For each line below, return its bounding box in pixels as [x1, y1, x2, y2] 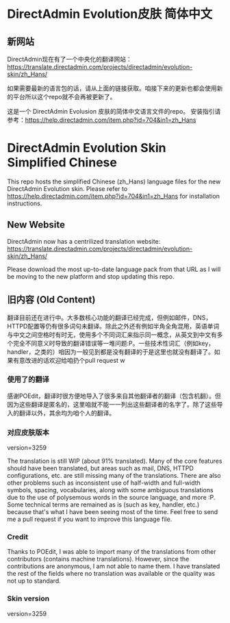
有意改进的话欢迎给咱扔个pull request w [12, 356, 125, 364]
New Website [7, 219, 65, 231]
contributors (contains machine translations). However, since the [7, 555, 190, 563]
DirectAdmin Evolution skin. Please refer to [7, 184, 128, 192]
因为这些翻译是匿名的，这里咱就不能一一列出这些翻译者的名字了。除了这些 [7, 400, 217, 408]
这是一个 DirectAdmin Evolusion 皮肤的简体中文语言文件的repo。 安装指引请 [7, 107, 221, 115]
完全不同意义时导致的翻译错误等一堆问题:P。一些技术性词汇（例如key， [12, 339, 215, 347]
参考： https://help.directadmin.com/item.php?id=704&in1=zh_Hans [7, 116, 196, 124]
